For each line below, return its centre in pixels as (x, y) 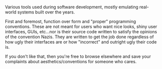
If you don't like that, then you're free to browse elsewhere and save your (78, 56)
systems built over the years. (46, 12)
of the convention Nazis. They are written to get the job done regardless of (79, 37)
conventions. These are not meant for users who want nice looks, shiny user (81, 27)
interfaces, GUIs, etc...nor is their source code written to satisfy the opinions (81, 32)
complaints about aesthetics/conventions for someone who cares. (71, 62)
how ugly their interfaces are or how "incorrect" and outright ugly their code (81, 42)
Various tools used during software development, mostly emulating (72, 7)
